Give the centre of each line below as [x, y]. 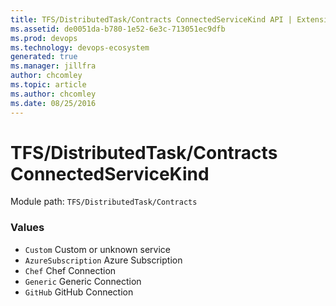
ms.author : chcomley [53, 94]
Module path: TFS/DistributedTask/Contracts [104, 202]
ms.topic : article [48, 85]
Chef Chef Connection [70, 270]
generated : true [44, 57]
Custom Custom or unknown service [97, 249]
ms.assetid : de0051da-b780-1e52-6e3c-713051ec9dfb [118, 29]
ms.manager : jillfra [53, 66]
